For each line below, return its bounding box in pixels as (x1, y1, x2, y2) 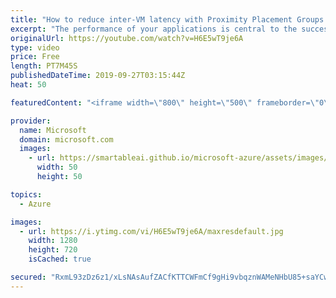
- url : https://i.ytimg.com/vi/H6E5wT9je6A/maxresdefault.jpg (19, 226, 284, 236)
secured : (10, 272, 47, 282)
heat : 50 (10, 80, 47, 90)
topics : (10, 189, 43, 200)
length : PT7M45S (10, 61, 78, 71)
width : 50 (36, 162, 78, 173)
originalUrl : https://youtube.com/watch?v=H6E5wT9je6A (10, 33, 244, 43)
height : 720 (28, 245, 78, 255)
